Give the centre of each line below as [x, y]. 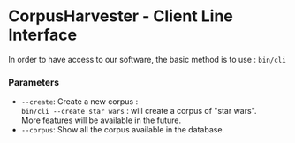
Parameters [34, 82]
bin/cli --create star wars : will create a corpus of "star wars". [139, 111]
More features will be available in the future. [101, 120]
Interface [42, 35]
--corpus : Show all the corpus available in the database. [123, 130]
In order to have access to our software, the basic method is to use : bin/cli [147, 59]
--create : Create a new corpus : [79, 102]
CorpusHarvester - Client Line [121, 16]
